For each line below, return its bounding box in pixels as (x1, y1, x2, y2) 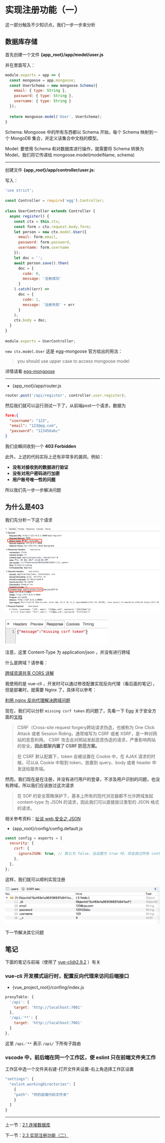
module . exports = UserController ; (5, 338, 76, 343)
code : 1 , (23, 297, 41, 302)
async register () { (9, 214, 50, 219)
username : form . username (18, 245, 69, 250)
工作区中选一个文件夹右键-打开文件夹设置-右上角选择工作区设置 (5, 1066, 134, 1072)
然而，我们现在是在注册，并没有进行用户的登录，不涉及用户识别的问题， (5, 776, 151, 782)
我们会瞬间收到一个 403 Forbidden (5, 443, 76, 449)
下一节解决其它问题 (5, 929, 44, 935)
